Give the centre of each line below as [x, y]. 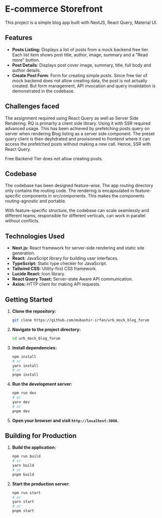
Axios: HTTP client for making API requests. [56, 284]
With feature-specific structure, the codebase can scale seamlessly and [77, 211]
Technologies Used [35, 236]
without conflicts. [22, 221]
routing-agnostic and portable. [36, 201]
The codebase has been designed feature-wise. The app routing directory [79, 186]
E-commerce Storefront [54, 9]
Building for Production [41, 435]
